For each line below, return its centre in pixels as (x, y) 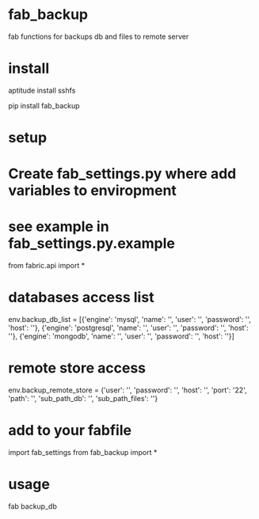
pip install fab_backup (44, 105)
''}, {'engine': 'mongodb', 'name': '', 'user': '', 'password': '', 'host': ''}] (122, 336)
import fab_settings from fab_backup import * (83, 452)
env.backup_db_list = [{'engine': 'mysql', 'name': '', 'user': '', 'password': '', (130, 320)
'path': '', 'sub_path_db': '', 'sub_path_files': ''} (83, 399)
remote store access (77, 368)
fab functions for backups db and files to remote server (99, 36)
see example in (59, 227)
